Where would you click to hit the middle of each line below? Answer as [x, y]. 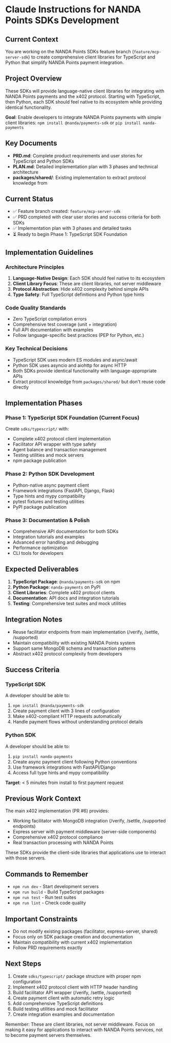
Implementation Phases [44, 403]
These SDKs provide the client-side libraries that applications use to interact [86, 853]
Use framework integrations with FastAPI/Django [64, 767]
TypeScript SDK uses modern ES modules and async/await [75, 359]
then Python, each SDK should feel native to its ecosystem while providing [84, 102]
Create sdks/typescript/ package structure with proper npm [77, 976]
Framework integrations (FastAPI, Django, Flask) [64, 490]
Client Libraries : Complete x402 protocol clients [64, 592]
